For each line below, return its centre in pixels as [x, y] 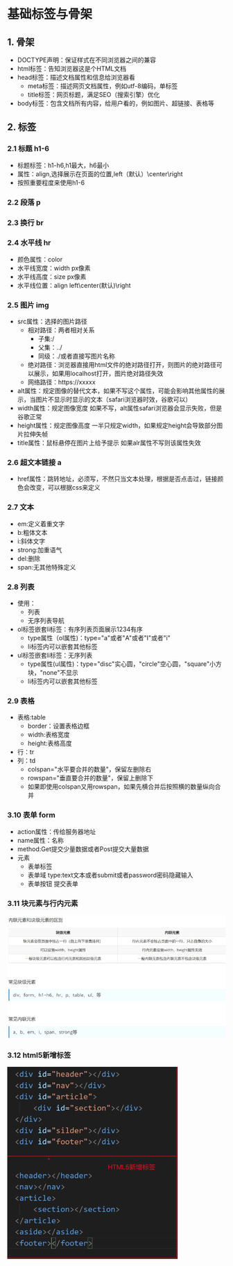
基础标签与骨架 [50, 14]
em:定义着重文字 [41, 524]
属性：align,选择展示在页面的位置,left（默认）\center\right [100, 173]
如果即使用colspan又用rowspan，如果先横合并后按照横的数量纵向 [121, 787]
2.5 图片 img [28, 305]
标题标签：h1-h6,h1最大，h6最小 [63, 165]
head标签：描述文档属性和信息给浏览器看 [76, 77]
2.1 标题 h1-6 [28, 148]
